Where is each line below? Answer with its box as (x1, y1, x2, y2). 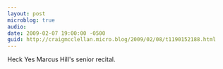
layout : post (7, 10, 46, 17)
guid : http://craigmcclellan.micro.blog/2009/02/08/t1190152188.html (7, 36, 217, 43)
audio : (7, 23, 27, 30)
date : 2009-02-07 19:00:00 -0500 (7, 29, 106, 37)
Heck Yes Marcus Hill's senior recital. (7, 55, 116, 63)
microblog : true (7, 17, 55, 24)
